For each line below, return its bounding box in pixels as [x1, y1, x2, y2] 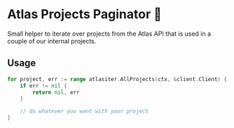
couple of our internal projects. [7, 36, 97, 45]
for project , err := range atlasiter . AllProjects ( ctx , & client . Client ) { [7, 76, 228, 83]
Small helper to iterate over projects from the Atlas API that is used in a [7, 29, 212, 38]
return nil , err [32, 89, 80, 96]
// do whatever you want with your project [20, 108, 149, 115]
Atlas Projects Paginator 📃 [7, 6, 163, 22]
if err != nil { [20, 82, 68, 90]
